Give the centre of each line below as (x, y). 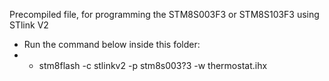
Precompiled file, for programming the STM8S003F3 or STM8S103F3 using (164, 14)
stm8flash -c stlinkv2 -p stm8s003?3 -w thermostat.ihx (153, 65)
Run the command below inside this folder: (112, 44)
